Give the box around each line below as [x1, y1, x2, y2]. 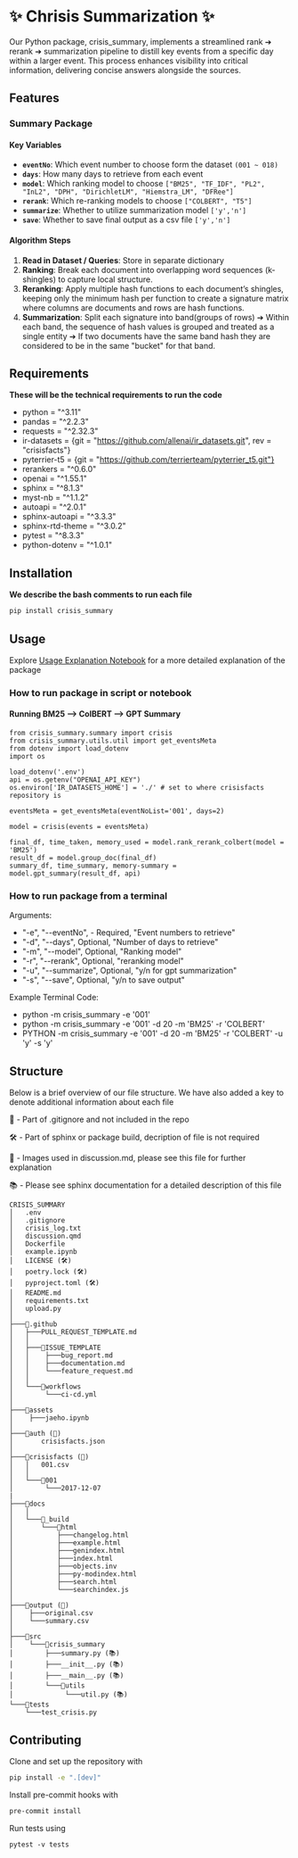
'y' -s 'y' [21, 1038, 53, 1049]
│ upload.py [9, 1305, 62, 1314]
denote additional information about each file [9, 1097, 174, 1107]
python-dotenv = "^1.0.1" [21, 540, 113, 551]
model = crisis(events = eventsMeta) [9, 823, 149, 832]
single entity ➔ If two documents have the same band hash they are [21, 330, 271, 341]
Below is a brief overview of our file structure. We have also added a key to [9, 1087, 285, 1099]
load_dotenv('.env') [9, 767, 86, 777]
